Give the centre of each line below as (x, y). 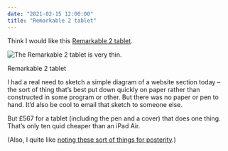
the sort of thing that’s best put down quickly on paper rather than (104, 89)
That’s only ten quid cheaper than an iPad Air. (74, 125)
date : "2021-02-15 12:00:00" (50, 14)
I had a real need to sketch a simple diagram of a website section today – (114, 82)
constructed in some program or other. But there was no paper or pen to (113, 97)
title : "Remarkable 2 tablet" (52, 21)
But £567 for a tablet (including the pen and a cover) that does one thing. (114, 118)
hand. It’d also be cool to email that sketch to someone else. (95, 104)
